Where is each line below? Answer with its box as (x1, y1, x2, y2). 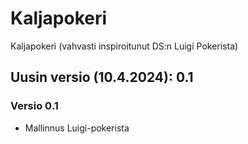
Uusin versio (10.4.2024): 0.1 (10, 69, 194, 86)
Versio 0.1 (10, 99, 59, 113)
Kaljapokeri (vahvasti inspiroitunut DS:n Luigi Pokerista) (10, 40, 239, 52)
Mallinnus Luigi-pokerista (24, 122, 130, 134)
